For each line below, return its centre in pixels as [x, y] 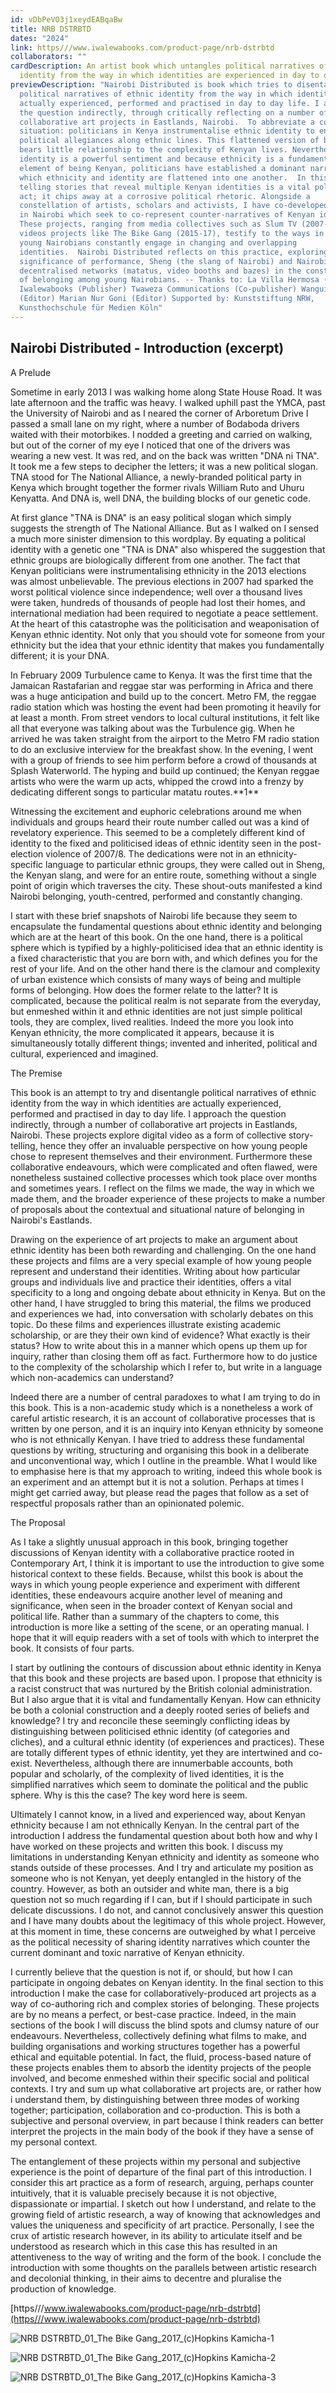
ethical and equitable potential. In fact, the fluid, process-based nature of [161, 2057]
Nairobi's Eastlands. [51, 1220]
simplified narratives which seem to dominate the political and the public [159, 1784]
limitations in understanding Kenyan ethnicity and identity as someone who [165, 1857]
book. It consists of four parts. [72, 1648]
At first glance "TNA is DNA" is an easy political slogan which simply [151, 517]
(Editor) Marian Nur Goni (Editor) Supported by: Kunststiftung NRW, [167, 299]
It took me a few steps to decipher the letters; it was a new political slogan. [164, 466]
